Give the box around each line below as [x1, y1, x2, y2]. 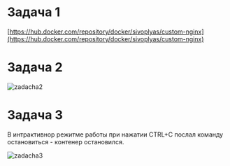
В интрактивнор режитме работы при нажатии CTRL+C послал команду [7, 130, 224, 139]
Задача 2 [7, 60, 63, 76]
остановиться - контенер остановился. [7, 137, 124, 146]
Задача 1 [7, 4, 61, 20]
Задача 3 [7, 107, 63, 123]
